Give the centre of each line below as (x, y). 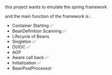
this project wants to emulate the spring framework (56, 7)
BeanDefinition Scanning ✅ (39, 31)
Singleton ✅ (24, 41)
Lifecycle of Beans (31, 36)
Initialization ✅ (26, 63)
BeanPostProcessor (32, 68)
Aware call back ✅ (30, 57)
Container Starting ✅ (33, 25)
